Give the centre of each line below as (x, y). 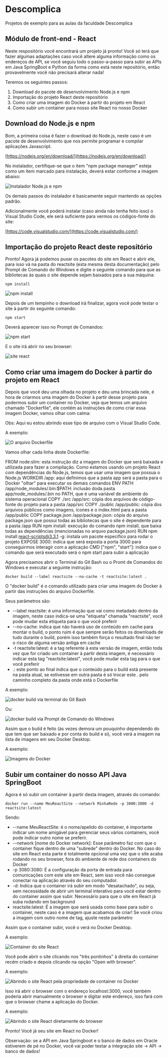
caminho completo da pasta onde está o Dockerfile (65, 680)
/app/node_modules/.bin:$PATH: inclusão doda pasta (60, 489)
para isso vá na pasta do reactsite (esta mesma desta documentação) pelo (82, 264)
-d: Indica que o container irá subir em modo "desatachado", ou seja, (84, 886)
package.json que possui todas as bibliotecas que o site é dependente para (83, 521)
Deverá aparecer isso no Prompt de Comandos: (54, 327)
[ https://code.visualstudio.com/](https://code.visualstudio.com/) (71, 231)
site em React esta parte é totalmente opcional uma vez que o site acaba (88, 854)
